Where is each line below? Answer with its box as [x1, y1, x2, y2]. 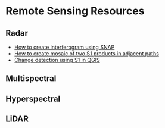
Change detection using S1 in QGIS [14, 57, 100, 63]
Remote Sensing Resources [5, 4, 145, 18]
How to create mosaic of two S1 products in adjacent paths [14, 50, 159, 57]
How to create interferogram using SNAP [14, 43, 115, 51]
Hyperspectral [5, 93, 61, 104]
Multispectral [5, 73, 57, 84]
